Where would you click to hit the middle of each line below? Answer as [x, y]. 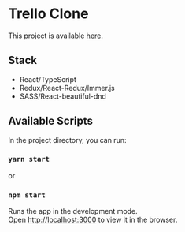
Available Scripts [50, 121]
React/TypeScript [48, 79]
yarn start [29, 159]
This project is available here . [56, 36]
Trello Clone [48, 14]
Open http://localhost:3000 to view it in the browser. [93, 220]
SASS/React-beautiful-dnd [63, 96]
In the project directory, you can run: [67, 140]
